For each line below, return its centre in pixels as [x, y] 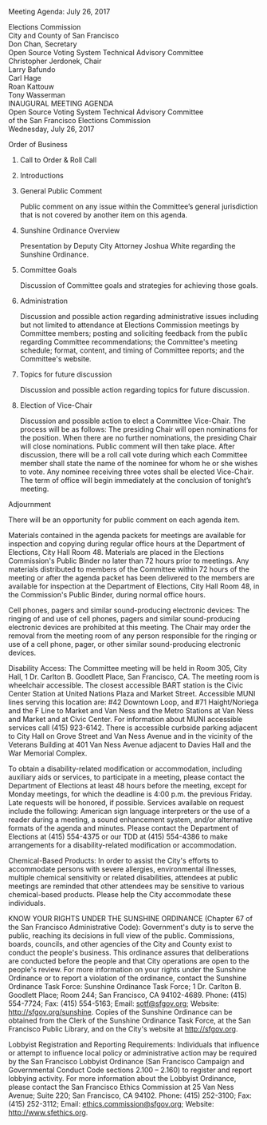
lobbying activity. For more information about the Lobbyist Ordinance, [122, 1078]
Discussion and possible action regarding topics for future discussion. [134, 390]
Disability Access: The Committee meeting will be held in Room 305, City [128, 668]
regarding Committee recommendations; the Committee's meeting [128, 342]
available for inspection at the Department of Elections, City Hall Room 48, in [134, 586]
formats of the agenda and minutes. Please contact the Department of [124, 828]
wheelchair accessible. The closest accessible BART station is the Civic [126, 685]
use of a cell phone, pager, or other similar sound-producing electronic [125, 644]
